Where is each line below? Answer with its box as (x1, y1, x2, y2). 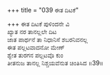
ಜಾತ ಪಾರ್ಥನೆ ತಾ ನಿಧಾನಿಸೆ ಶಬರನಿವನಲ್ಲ (7, 35, 88, 44)
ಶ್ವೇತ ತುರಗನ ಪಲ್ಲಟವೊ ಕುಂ (7, 51, 64, 59)
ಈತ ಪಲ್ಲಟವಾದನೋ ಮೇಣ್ (7, 43, 65, 51)
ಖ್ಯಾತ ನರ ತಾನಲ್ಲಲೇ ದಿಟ (7, 28, 57, 35)
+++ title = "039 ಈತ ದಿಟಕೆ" (7, 6, 79, 14)
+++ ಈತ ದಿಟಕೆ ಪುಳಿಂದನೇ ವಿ (7, 20, 70, 28)
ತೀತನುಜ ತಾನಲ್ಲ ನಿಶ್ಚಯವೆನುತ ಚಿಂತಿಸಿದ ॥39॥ (7, 59, 104, 67)
